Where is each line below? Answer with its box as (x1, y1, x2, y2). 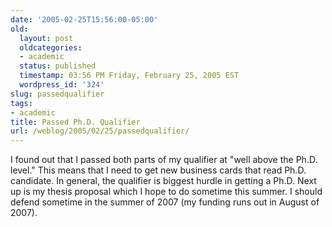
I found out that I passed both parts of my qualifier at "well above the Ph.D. (10, 154, 318, 166)
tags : (10, 98, 33, 108)
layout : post (19, 33, 74, 43)
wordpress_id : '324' (19, 80, 105, 90)
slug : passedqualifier (10, 89, 105, 99)
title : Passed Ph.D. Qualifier (10, 117, 141, 127)
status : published (19, 61, 97, 71)
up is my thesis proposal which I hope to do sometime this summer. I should (10, 186, 323, 198)
